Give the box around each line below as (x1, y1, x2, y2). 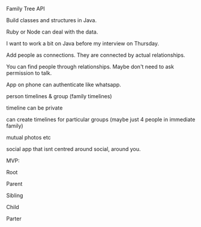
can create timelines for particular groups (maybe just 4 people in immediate (6, 116, 196, 123)
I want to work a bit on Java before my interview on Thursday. (6, 40, 160, 47)
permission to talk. (6, 69, 52, 77)
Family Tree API (6, 5, 45, 12)
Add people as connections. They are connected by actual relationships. (6, 52, 185, 59)
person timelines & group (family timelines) (6, 93, 112, 99)
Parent (6, 180, 23, 187)
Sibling (6, 192, 23, 199)
